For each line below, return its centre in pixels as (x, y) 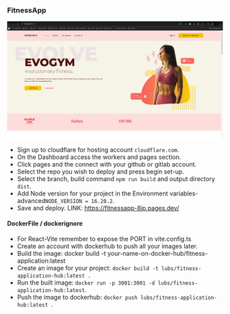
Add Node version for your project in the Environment (92, 193)
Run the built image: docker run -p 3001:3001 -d (86, 282)
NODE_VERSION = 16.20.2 (79, 201)
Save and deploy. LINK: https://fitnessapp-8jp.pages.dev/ (98, 208)
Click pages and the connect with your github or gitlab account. (107, 164)
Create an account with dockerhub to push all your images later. (107, 246)
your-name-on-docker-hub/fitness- (157, 253)
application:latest (41, 261)
